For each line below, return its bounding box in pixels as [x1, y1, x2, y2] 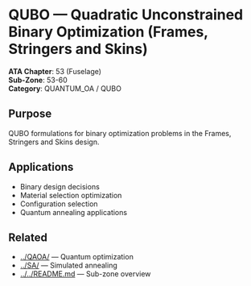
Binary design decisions [19, 181, 101, 191]
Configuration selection [19, 199, 98, 209]
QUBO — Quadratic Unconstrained [8, 6, 244, 24]
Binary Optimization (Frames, [8, 23, 208, 41]
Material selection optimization [19, 190, 122, 200]
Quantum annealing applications [19, 207, 127, 217]
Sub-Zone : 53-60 [8, 75, 68, 85]
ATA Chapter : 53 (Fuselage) [8, 66, 102, 76]
